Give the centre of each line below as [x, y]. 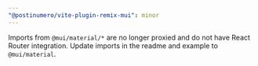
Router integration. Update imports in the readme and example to [113, 45]
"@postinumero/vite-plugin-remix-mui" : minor [84, 15]
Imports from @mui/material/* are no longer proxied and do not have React [129, 37]
